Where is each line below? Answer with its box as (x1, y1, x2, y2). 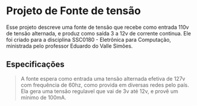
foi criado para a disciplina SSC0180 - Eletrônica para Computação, (6, 36, 171, 43)
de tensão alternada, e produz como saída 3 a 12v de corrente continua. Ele (6, 29, 191, 37)
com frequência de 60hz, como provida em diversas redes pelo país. (20, 81, 189, 88)
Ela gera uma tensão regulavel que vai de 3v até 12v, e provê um (20, 87, 179, 95)
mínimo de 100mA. (20, 94, 66, 101)
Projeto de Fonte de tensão (6, 4, 141, 18)
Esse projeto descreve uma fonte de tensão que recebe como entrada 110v (6, 24, 189, 31)
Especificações (6, 59, 65, 69)
